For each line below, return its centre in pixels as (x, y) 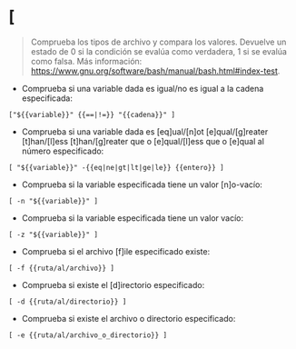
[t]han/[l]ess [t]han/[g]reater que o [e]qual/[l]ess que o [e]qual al (143, 141)
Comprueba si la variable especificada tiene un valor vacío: (133, 218)
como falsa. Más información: (86, 61)
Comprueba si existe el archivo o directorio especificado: (128, 318)
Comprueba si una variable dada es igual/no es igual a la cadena (143, 88)
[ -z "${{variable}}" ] (54, 234)
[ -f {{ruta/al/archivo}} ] (62, 268)
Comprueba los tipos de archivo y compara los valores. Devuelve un (158, 42)
